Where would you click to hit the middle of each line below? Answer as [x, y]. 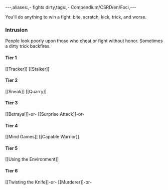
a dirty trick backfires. [28, 46]
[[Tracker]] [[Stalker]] [27, 69]
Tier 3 [12, 103]
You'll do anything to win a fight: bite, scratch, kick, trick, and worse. [76, 17]
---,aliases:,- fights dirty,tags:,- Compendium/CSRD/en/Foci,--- [71, 7]
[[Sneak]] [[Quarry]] [26, 91]
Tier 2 [12, 80]
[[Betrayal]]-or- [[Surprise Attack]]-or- [45, 114]
